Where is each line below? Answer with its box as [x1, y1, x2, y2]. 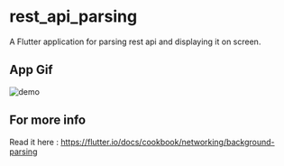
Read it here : [9, 136, 59, 147]
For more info [9, 113, 87, 128]
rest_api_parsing [9, 6, 138, 27]
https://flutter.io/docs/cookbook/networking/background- [60, 136, 275, 147]
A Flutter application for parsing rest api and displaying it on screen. [9, 36, 261, 47]
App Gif [9, 62, 53, 78]
